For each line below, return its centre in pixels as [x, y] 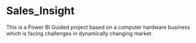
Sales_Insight [40, 11]
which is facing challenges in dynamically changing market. [79, 33]
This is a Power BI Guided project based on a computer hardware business [98, 27]
